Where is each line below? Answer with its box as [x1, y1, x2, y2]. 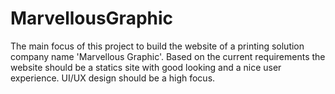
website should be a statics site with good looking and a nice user [10, 61, 282, 73]
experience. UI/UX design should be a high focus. [10, 72, 216, 84]
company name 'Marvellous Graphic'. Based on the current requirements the [10, 50, 326, 62]
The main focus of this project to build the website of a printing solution [10, 40, 305, 52]
